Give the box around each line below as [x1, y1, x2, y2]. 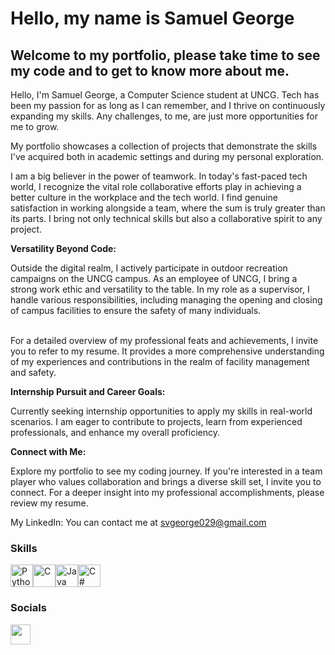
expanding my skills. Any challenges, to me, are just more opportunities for [10, 110, 318, 122]
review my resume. [10, 497, 89, 509]
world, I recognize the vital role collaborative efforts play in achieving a [10, 181, 302, 192]
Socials [10, 601, 47, 615]
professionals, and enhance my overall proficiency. [10, 427, 220, 438]
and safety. [10, 367, 57, 378]
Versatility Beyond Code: [10, 243, 117, 254]
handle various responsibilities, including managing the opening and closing [10, 294, 323, 306]
